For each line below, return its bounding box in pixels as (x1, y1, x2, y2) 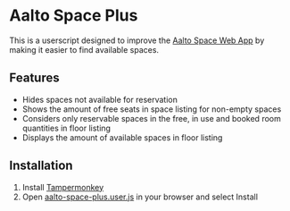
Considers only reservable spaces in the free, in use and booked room (21, 113, 281, 123)
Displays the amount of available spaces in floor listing (21, 131, 223, 143)
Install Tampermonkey (21, 181, 104, 192)
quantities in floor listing (21, 122, 112, 133)
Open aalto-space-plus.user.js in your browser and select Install (21, 191, 259, 202)
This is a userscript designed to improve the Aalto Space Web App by (9, 35, 265, 46)
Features (9, 71, 60, 86)
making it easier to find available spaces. (9, 44, 159, 55)
